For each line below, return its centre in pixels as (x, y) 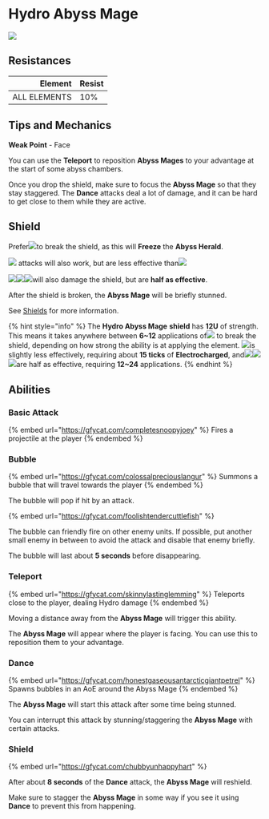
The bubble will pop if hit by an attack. (71, 501)
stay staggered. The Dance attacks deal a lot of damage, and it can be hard (133, 192)
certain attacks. (34, 728)
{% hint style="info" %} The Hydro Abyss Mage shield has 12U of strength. (133, 326)
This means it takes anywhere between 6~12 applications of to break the (132, 336)
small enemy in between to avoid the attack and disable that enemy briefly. (132, 540)
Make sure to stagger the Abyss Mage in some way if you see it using (124, 797)
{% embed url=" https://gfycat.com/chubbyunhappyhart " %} (108, 767)
